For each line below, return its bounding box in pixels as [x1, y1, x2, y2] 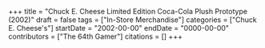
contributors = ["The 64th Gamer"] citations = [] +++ [8, 31, 183, 41]
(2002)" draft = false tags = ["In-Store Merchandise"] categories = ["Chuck [8, 15, 258, 24]
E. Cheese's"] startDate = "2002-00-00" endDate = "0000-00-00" [8, 24, 230, 32]
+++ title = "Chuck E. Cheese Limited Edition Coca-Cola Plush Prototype [8, 7, 248, 16]
